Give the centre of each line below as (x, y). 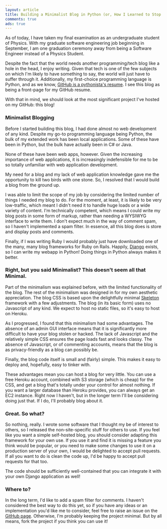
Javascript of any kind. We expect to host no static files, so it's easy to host (83, 308)
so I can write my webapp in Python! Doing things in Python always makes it (83, 252)
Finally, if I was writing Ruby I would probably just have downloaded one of (82, 241)
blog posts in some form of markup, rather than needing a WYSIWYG (76, 216)
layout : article (22, 10)
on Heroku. (17, 313)
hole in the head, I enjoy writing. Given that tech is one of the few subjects (81, 69)
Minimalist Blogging (30, 118)
